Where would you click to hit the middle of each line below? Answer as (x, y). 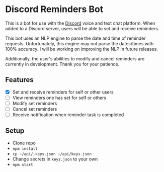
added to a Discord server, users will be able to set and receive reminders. (82, 28)
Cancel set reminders (35, 109)
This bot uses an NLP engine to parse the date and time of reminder (75, 38)
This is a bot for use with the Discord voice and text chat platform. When (80, 23)
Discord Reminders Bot (54, 9)
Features (19, 80)
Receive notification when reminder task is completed (68, 115)
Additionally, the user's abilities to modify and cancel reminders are (75, 58)
